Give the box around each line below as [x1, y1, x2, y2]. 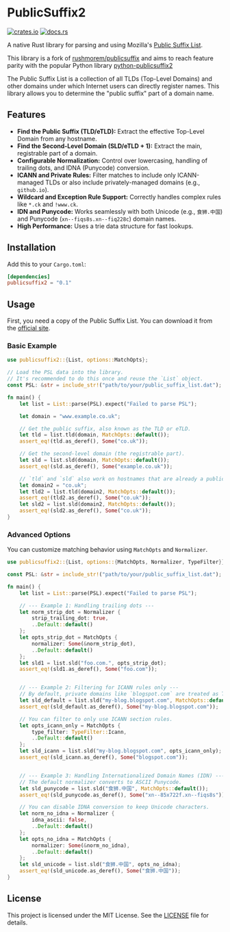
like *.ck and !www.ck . [16, 200, 79, 208]
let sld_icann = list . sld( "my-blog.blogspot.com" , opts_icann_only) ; [19, 748, 222, 755]
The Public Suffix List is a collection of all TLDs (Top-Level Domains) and [7, 74, 212, 83]
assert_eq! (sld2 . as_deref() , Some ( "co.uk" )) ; [19, 507, 152, 515]
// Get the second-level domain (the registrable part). [19, 450, 186, 457]
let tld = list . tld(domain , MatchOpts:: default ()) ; [19, 432, 170, 439]
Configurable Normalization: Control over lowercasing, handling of [16, 156, 207, 164]
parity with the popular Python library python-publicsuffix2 [7, 61, 173, 69]
